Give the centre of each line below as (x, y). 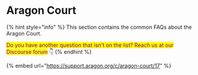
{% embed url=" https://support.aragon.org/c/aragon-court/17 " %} (89, 65)
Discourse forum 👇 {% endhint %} (49, 52)
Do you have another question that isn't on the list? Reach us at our (90, 45)
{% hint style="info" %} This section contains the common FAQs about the (99, 27)
